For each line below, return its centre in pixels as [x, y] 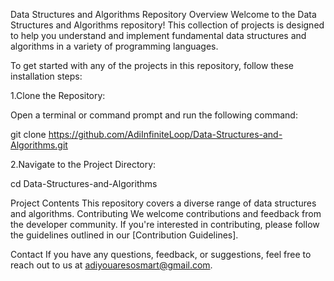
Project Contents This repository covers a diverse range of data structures [163, 203]
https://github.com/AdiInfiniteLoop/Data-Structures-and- [165, 134]
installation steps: [46, 76]
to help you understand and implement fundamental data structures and [158, 35]
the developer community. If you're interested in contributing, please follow [165, 224]
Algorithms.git [39, 145]
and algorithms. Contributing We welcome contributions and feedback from [166, 213]
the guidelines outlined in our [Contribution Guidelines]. [124, 235]
